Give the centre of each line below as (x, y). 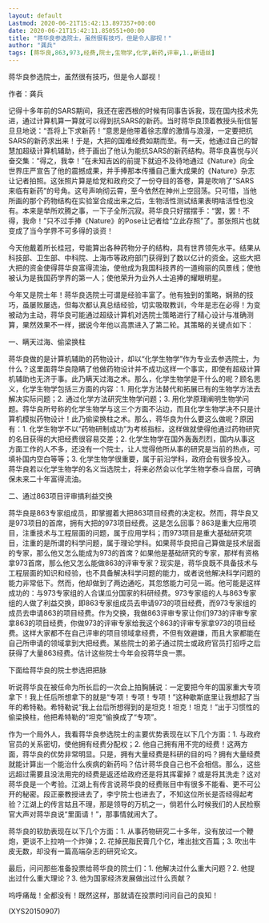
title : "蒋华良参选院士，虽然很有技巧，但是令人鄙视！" (90, 38)
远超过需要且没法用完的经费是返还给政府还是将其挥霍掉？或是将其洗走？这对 (134, 774)
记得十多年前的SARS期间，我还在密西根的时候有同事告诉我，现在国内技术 (130, 110)
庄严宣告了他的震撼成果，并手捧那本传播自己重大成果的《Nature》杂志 (139, 171)
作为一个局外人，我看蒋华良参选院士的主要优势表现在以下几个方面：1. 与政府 (134, 734)
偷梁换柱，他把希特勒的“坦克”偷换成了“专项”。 (85, 717)
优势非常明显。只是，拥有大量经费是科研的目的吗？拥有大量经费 (155, 754)
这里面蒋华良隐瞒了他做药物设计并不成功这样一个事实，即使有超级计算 (145, 369)
